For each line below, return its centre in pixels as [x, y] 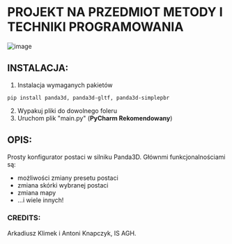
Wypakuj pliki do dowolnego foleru [67, 110]
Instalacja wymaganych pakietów [65, 85]
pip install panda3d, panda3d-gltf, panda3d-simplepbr [88, 98]
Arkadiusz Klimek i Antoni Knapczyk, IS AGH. [72, 233]
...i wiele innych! [40, 200]
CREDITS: [24, 218]
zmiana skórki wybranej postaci [63, 185]
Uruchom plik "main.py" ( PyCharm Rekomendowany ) [95, 118]
